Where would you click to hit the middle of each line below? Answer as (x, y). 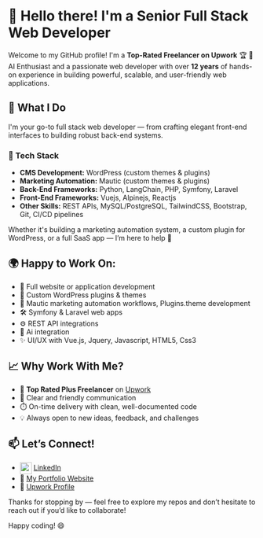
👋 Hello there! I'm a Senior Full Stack (128, 16)
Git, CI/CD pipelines (51, 215)
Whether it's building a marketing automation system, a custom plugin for (127, 230)
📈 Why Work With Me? (66, 366)
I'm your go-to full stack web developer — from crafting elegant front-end (128, 127)
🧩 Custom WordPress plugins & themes (83, 295)
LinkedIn (47, 468)
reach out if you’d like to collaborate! (67, 510)
